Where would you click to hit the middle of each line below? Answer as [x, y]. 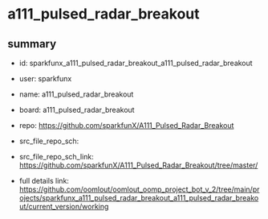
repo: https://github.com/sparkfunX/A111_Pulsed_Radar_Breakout [126, 125]
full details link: [44, 181]
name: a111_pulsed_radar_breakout [76, 94]
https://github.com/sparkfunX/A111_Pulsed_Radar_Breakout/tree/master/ [138, 165]
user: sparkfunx [45, 79]
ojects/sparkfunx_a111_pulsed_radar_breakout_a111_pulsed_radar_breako [139, 198]
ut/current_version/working [64, 207]
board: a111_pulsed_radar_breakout [77, 110]
